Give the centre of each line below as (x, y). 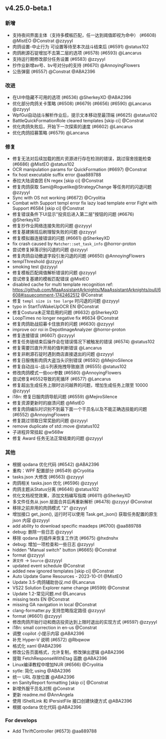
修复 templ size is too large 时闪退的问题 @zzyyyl (66, 301)
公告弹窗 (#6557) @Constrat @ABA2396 (54, 71)
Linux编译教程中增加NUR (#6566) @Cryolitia (58, 664)
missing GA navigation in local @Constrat (55, 604)
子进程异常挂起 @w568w (38, 432)
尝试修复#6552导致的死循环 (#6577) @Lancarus (62, 379)
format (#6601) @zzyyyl (37, 616)
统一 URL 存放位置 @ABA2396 (43, 677)
